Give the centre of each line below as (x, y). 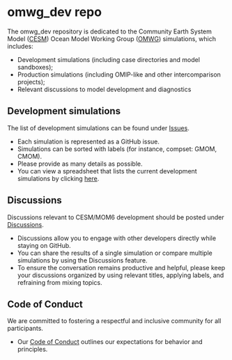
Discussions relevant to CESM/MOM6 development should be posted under (116, 217)
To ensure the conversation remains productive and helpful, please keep (121, 267)
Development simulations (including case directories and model (109, 59)
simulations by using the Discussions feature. (82, 260)
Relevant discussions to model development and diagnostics (104, 89)
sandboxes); (35, 67)
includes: (20, 46)
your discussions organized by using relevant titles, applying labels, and (121, 275)
